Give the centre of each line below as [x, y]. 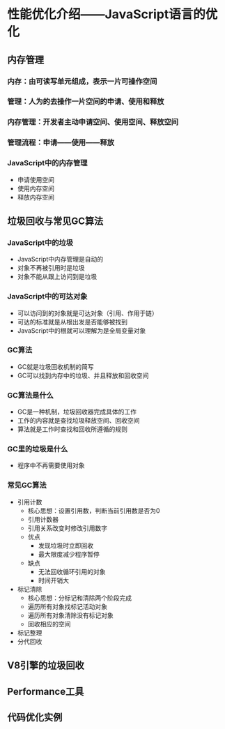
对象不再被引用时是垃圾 [51, 268]
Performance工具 [46, 691]
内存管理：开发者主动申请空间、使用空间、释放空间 [93, 122]
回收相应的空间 [49, 624]
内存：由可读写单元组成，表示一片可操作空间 [82, 81]
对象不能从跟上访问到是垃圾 [57, 277]
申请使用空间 [36, 179]
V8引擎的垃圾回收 [46, 666]
